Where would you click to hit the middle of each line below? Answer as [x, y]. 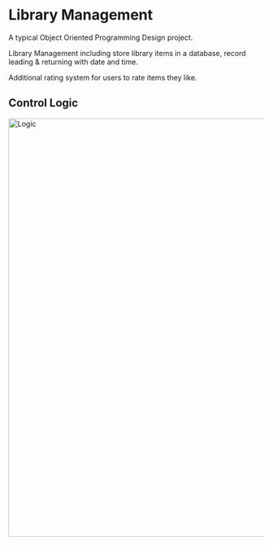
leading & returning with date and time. [73, 62]
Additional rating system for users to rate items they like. [103, 77]
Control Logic [43, 103]
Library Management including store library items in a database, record [127, 53]
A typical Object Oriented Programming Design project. [101, 37]
